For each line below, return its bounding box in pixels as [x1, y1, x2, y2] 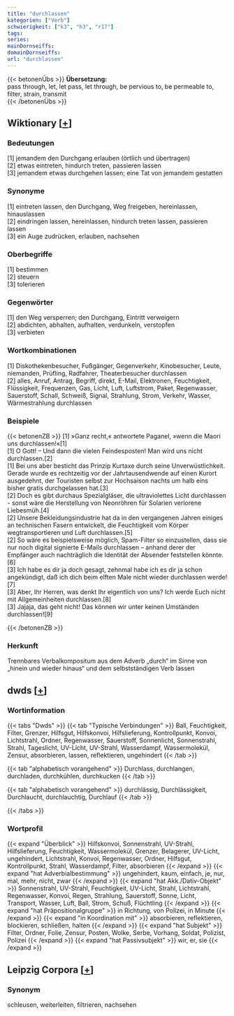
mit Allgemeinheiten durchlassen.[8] [7, 595, 112, 603]
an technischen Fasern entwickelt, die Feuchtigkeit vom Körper [7, 521, 189, 529]
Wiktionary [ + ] [7, 117, 72, 129]
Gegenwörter [7, 297, 54, 307]
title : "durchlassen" [7, 10, 71, 17]
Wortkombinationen [7, 346, 77, 355]
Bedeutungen [7, 138, 54, 148]
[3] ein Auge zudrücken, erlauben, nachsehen [7, 232, 140, 240]
